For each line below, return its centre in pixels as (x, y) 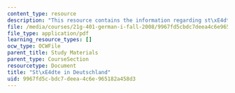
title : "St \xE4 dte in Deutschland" (59, 72)
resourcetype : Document (42, 66)
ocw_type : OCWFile (34, 46)
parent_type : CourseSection (48, 59)
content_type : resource (42, 14)
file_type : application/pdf (48, 33)
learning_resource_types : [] (50, 40)
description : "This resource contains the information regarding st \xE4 (115, 20)
